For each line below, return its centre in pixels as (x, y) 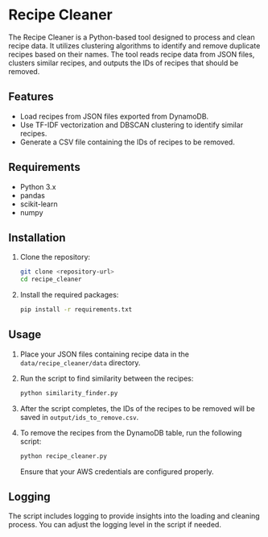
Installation (37, 237)
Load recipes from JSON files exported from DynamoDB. (114, 116)
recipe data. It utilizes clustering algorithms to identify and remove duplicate (134, 45)
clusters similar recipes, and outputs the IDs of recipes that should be (124, 63)
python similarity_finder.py (69, 393)
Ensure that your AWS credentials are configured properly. (117, 471)
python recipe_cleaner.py (63, 456)
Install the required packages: (69, 295)
